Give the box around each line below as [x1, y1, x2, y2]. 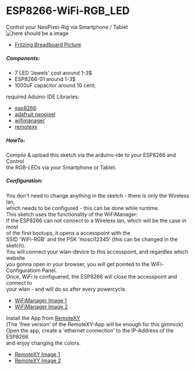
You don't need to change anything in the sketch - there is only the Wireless [6, 192, 190, 199]
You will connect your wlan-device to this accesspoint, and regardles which [6, 248, 189, 255]
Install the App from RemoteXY [6, 314, 81, 321]
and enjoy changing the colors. [6, 339, 81, 347]
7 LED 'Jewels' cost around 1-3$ [14, 69, 93, 76]
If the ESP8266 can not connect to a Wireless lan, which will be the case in [6, 217, 187, 224]
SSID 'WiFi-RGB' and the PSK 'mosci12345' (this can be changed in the [6, 236, 178, 243]
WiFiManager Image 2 [14, 303, 69, 310]
